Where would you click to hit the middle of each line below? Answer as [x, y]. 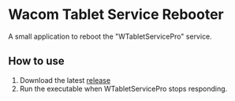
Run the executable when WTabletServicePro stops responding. [123, 88]
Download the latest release [65, 80]
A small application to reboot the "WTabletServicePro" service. [110, 36]
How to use [36, 61]
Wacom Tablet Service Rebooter [116, 15]
